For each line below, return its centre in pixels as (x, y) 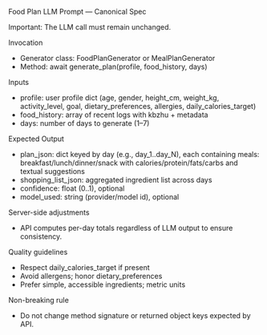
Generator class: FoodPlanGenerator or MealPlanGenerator (117, 58)
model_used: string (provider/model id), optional (99, 197)
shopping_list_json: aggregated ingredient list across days (116, 180)
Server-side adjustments (49, 212)
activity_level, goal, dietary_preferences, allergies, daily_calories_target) (138, 106)
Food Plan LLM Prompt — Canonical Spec (77, 12)
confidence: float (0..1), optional (72, 188)
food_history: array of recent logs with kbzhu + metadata (114, 115)
